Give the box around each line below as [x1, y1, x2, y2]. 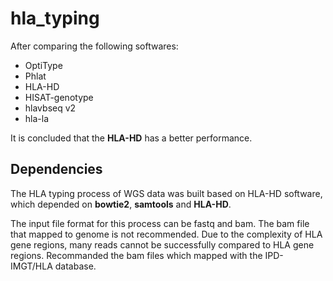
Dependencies [10, 161, 103, 178]
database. [54, 260, 97, 272]
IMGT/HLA [10, 260, 53, 272]
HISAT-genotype [24, 91, 94, 103]
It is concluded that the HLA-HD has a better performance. [10, 132, 253, 144]
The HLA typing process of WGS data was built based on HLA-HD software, [10, 187, 323, 199]
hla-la [24, 112, 50, 124]
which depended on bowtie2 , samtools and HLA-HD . [10, 198, 232, 210]
